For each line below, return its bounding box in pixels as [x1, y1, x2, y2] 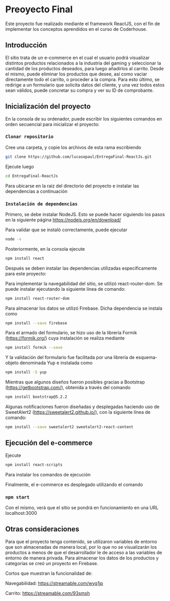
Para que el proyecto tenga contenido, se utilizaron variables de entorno [5, 538, 157, 545]
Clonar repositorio [5, 134, 54, 139]
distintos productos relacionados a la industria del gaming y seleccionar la [5, 60, 161, 66]
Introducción [5, 41, 47, 50]
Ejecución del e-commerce [5, 438, 93, 447]
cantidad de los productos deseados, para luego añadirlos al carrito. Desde [5, 65, 164, 71]
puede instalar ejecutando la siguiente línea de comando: [5, 286, 126, 292]
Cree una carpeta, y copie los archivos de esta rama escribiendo [5, 144, 141, 150]
